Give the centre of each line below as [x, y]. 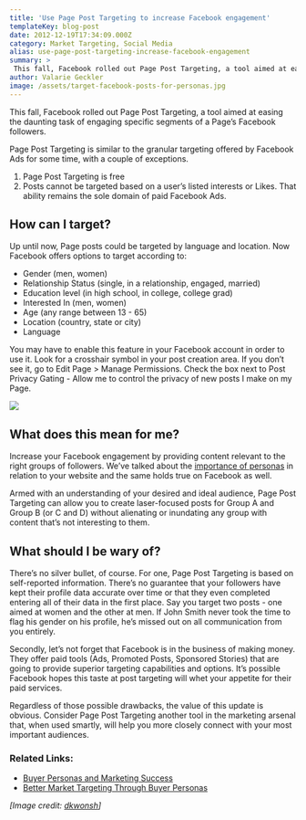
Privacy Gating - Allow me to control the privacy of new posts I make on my [151, 379]
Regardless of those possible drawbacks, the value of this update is [137, 706]
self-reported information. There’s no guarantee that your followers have [145, 583]
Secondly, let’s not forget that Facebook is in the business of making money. [153, 649]
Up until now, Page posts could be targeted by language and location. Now [150, 247]
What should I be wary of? [85, 551]
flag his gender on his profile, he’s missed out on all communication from [146, 622]
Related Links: [41, 758]
